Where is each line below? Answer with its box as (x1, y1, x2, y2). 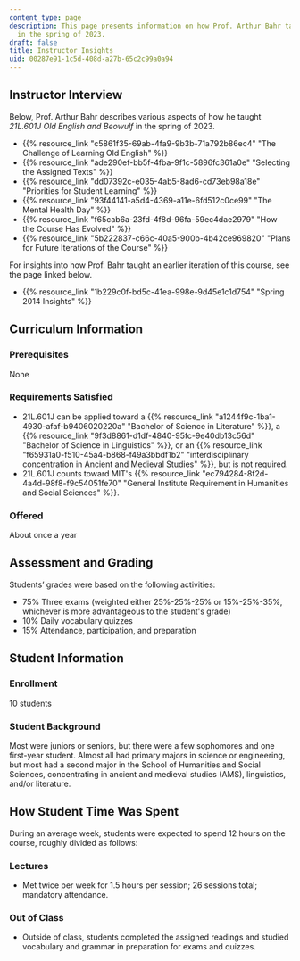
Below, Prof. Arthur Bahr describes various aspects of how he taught (9, 111, 262, 121)
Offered (9, 509, 44, 522)
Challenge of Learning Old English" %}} (21, 147, 169, 158)
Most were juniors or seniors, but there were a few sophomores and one (9, 740, 275, 750)
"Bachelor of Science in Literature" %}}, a (127, 420, 281, 431)
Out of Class (9, 911, 64, 924)
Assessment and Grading (9, 555, 154, 571)
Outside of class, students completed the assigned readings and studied (21, 932, 289, 942)
